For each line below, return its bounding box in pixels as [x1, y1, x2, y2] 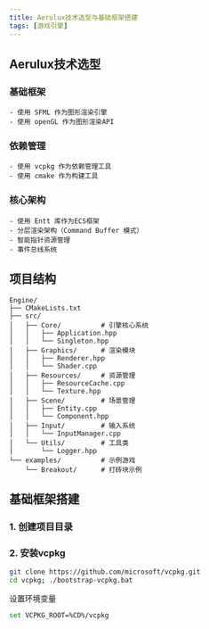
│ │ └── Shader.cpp [9, 361, 98, 370]
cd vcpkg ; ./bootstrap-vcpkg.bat [9, 576, 133, 585]
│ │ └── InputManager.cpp [9, 429, 122, 438]
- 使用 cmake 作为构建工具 [9, 171, 99, 181]
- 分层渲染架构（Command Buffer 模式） [9, 226, 144, 235]
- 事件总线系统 [9, 244, 58, 254]
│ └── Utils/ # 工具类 [9, 438, 129, 447]
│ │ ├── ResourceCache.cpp [9, 378, 125, 388]
